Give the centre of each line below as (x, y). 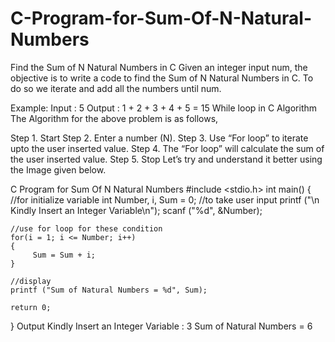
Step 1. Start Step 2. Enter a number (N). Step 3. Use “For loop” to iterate (159, 138)
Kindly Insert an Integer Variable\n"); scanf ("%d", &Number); (136, 210)
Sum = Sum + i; (64, 255)
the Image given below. (58, 169)
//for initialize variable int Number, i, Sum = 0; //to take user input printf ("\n (165, 199)
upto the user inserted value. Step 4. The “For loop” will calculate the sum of (167, 148)
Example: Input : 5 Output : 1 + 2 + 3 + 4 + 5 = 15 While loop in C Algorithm (164, 108)
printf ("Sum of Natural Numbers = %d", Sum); (109, 290)
